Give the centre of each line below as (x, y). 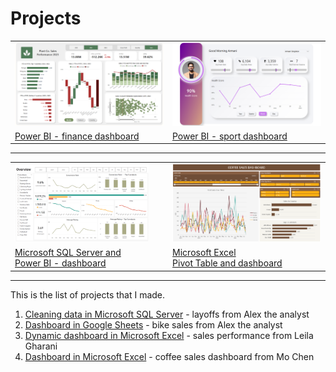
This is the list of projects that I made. (88, 294)
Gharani (41, 346)
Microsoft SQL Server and (68, 253)
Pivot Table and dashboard (227, 263)
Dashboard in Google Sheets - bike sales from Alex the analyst (153, 324)
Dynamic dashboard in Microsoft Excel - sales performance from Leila (169, 335)
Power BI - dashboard (60, 263)
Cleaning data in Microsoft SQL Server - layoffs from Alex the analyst (167, 314)
